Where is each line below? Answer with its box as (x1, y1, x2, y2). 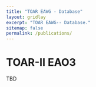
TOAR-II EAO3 (6, 56, 77, 69)
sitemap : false (6, 25, 44, 31)
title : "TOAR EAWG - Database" (6, 8, 83, 15)
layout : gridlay (6, 14, 46, 20)
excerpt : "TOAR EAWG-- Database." (6, 19, 91, 25)
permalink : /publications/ (6, 31, 72, 36)
